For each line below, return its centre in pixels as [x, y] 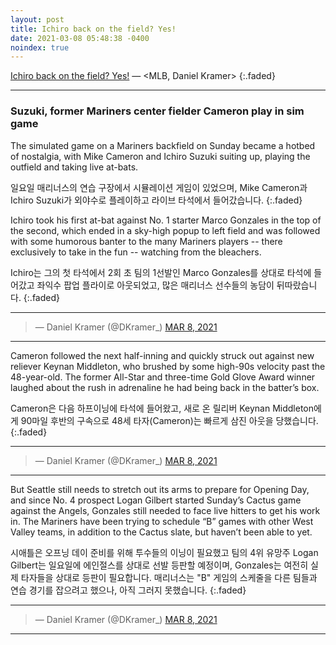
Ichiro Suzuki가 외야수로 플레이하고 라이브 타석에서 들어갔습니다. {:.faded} [156, 200]
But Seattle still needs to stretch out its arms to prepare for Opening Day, [160, 489]
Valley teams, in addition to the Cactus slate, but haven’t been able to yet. [161, 532]
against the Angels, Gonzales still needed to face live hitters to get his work [165, 510]
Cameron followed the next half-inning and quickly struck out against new [162, 355]
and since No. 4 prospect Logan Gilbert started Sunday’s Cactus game [156, 500]
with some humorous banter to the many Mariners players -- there [146, 241]
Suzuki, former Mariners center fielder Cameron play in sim [157, 111]
